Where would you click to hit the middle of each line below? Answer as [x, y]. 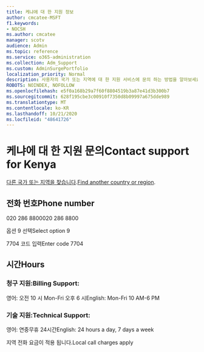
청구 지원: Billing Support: [43, 283]
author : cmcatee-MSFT [34, 18]
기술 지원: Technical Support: [48, 315]
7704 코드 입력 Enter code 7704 [45, 243]
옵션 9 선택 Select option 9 [38, 231]
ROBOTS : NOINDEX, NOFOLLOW [40, 86]
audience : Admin [27, 46]
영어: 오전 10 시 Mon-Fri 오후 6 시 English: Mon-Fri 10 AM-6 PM [83, 298]
